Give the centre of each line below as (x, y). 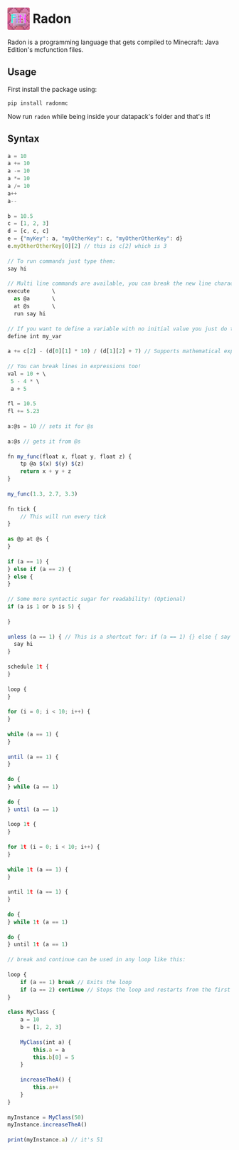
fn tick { (22, 509)
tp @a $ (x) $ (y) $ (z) (52, 464)
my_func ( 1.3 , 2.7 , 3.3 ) (43, 494)
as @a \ (34, 299)
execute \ (31, 291)
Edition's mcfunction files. (46, 49)
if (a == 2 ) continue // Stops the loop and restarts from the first (126, 990)
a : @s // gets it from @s (44, 441)
